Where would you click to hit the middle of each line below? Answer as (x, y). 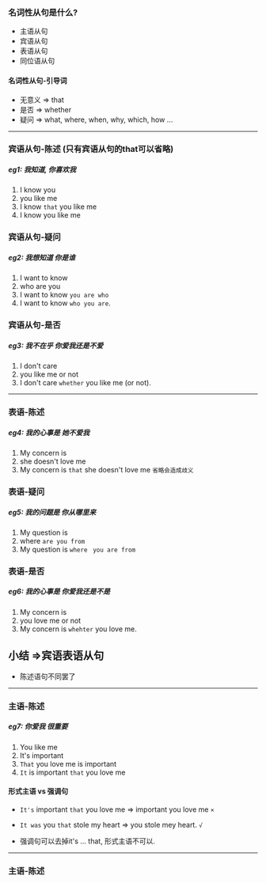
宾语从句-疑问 (34, 237)
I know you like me (50, 215)
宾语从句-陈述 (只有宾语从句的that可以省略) (91, 150)
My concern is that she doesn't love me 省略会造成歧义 (106, 470)
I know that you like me (58, 207)
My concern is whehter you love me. (78, 629)
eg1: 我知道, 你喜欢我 (42, 170)
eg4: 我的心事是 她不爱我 (49, 432)
